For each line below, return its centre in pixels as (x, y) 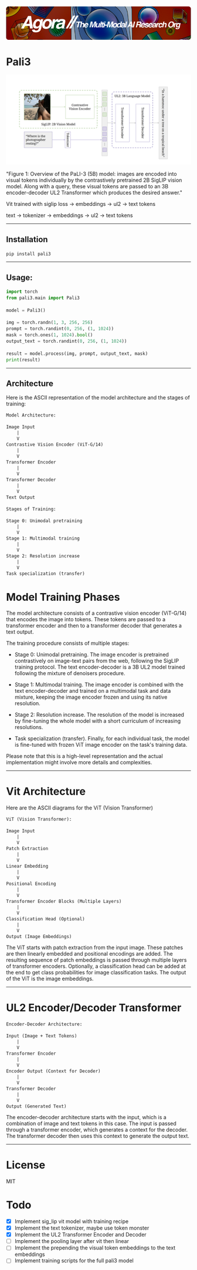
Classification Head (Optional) (45, 919)
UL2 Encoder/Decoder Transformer (94, 1008)
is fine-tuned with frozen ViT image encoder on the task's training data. (101, 745)
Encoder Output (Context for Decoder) (53, 1071)
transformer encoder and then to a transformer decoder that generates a (94, 626)
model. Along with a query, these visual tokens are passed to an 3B (87, 187)
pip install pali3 (28, 254)
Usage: (20, 277)
